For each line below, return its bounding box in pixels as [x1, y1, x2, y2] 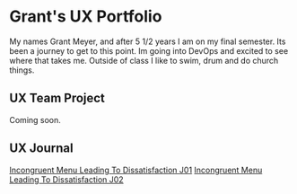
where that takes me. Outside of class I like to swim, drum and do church [9, 55, 279, 66]
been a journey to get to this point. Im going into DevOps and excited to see [9, 45, 289, 56]
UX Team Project [9, 91, 106, 106]
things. [9, 65, 35, 75]
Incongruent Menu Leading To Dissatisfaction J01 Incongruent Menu [9, 164, 263, 175]
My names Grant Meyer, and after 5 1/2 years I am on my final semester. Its [9, 36, 286, 47]
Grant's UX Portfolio [9, 6, 162, 27]
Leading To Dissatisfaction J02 [9, 173, 124, 185]
